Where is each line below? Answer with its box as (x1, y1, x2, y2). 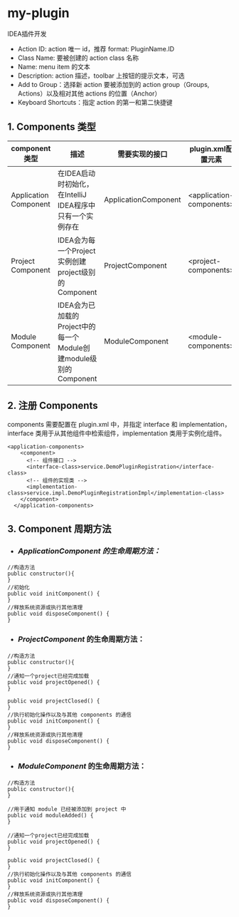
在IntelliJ (58, 190, 87, 200)
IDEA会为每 (58, 235, 96, 245)
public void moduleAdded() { (7, 812, 94, 819)
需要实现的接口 (117, 149, 168, 159)
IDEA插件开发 (7, 29, 47, 38)
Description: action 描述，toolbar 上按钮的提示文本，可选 (17, 71, 185, 80)
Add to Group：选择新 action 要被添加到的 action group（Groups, (17, 80, 210, 88)
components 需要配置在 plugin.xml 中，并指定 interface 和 (7, 420, 178, 428)
